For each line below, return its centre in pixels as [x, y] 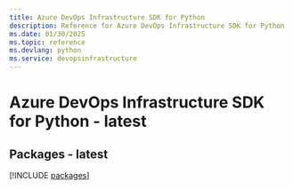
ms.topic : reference [48, 42]
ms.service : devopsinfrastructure [73, 59]
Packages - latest [59, 154]
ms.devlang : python [45, 51]
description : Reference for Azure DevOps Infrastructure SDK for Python [147, 26]
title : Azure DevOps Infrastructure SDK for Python [107, 17]
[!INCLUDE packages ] [49, 175]
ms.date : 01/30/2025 [48, 34]
